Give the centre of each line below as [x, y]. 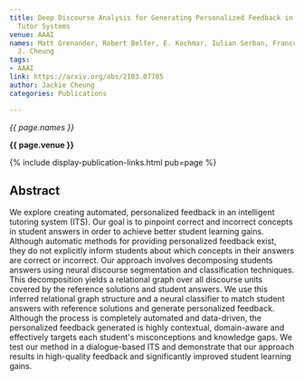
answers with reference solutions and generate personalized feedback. [142, 309]
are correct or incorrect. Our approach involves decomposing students [141, 261]
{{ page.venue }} [42, 145]
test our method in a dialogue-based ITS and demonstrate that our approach [152, 347]
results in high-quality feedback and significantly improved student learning [151, 356]
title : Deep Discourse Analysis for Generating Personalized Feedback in [152, 18]
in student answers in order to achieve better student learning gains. [137, 232]
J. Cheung [36, 52]
